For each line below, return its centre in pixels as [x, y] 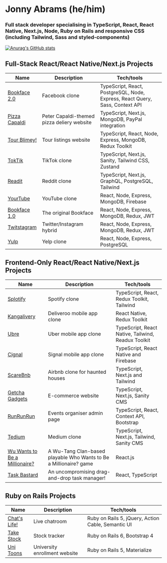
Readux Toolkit [133, 340]
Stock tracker [49, 536]
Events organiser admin [76, 413]
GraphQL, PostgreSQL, [126, 181]
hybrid [49, 231]
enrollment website [56, 553]
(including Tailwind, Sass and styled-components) [67, 37]
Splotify [17, 299]
